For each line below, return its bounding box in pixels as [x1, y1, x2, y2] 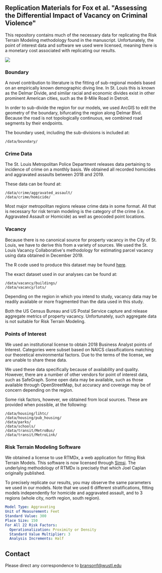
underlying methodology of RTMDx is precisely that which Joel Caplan [5, 465, 146, 471]
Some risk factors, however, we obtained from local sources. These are [5, 396, 148, 402]
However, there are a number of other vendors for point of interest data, [5, 372, 149, 377]
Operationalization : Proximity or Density [9, 527, 97, 532]
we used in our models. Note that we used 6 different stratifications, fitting [5, 485, 154, 491]
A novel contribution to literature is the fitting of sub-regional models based [5, 80, 156, 86]
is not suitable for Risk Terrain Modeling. [5, 318, 86, 324]
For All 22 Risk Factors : [5, 522, 57, 527]
